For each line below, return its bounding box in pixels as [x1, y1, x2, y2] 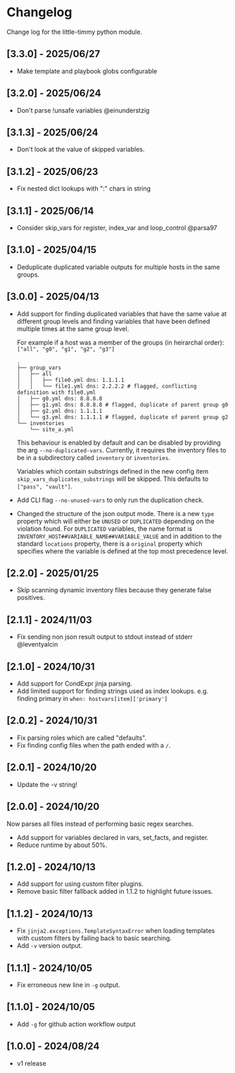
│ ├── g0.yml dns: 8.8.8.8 [16, 395, 103, 402]
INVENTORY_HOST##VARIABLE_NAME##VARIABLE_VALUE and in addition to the [16, 532, 222, 540]
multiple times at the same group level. [16, 324, 129, 332]
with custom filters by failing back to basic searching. [16, 934, 172, 942]
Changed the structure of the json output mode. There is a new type [16, 509, 215, 517]
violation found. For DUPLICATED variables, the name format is [16, 524, 193, 533]
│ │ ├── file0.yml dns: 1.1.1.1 [16, 376, 125, 383]
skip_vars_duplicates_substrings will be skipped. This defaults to [16, 474, 209, 483]
